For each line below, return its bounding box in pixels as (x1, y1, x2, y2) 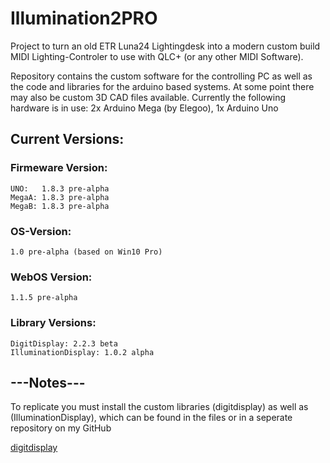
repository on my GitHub (10, 422, 112, 434)
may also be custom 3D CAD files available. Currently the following (10, 91, 286, 103)
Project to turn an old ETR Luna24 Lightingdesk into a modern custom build (10, 40, 321, 52)
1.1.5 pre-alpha (10, 293, 78, 303)
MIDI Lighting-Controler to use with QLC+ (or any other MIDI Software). (10, 50, 304, 62)
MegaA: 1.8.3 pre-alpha (10, 192, 110, 202)
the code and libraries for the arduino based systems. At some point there (10, 80, 315, 92)
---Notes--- (10, 374, 86, 391)
